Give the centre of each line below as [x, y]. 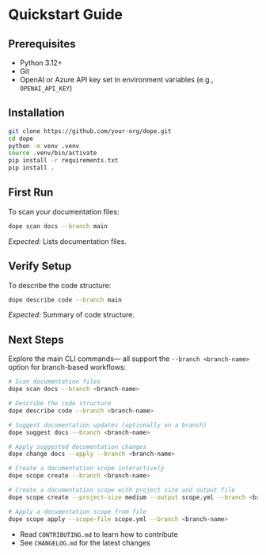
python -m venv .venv [44, 146]
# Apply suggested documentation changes [78, 447]
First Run [31, 193]
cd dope [21, 139]
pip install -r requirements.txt [63, 161]
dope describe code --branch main [65, 300]
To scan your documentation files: [64, 211]
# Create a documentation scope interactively [86, 469]
